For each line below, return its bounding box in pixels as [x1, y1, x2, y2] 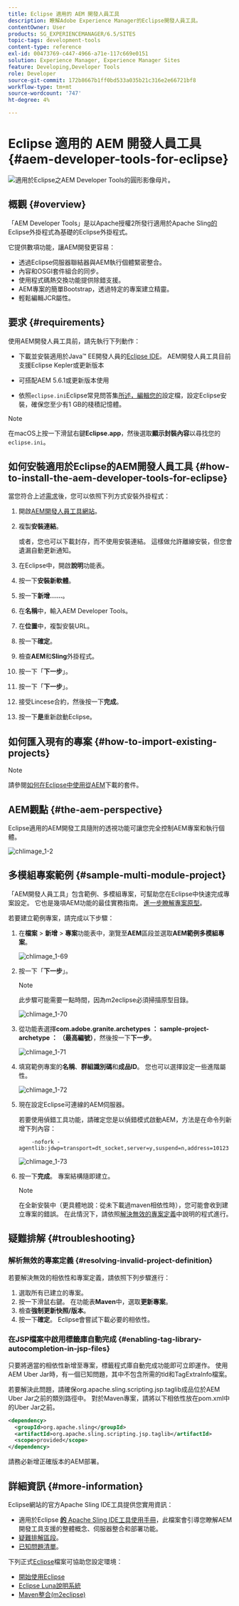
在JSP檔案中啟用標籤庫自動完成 [8, 1335, 117, 1345]
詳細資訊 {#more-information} [8, 1480, 144, 1492]
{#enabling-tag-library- [117, 1335, 202, 1345]
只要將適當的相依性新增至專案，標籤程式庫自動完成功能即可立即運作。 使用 [8, 1361, 228, 1370]
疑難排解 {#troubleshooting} [8, 1233, 136, 1245]
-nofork [31, 1138, 54, 1145]
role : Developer [8, 70, 56, 77]
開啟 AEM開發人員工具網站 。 [18, 507, 102, 516]
